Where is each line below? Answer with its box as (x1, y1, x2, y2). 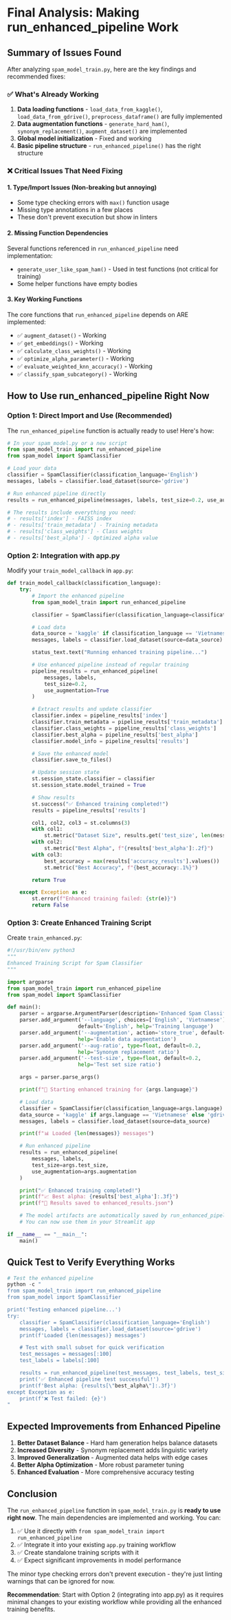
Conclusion (7, 1488, 58, 1500)
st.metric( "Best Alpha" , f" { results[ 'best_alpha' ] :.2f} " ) (43, 845, 214, 852)
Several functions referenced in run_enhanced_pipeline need (7, 244, 179, 252)
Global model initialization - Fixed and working (16, 134, 152, 142)
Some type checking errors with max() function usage (16, 198, 170, 207)
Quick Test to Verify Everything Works (7, 1257, 175, 1268)
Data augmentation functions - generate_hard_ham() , (16, 120, 170, 128)
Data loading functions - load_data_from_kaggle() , (16, 105, 163, 114)
